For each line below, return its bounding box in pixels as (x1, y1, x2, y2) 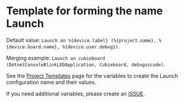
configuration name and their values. (6, 79, 96, 86)
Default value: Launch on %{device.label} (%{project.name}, (6, 36, 157, 43)
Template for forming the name (6, 4, 163, 18)
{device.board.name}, (6, 43, 60, 50)
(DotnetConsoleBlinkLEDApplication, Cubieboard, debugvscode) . (6, 61, 166, 68)
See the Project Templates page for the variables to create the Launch (6, 72, 179, 79)
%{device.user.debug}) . (62, 43, 120, 50)
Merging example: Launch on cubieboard (6, 54, 105, 61)
